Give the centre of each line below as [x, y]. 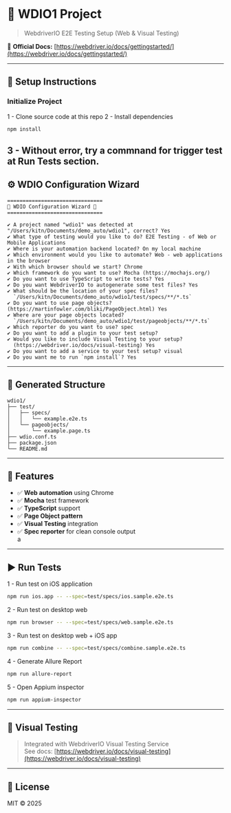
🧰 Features [31, 476]
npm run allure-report [40, 674]
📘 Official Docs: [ [32, 46]
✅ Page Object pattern [50, 516]
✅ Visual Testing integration [57, 524]
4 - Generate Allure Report [45, 661]
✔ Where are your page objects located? [66, 315]
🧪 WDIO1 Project [54, 14]
